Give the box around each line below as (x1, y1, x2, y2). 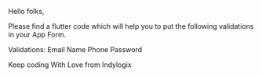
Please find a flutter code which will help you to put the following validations (8, 22, 254, 30)
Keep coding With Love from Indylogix (8, 60, 132, 69)
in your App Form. (8, 30, 67, 39)
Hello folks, (8, 7, 45, 16)
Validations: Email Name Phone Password (8, 45, 143, 54)
